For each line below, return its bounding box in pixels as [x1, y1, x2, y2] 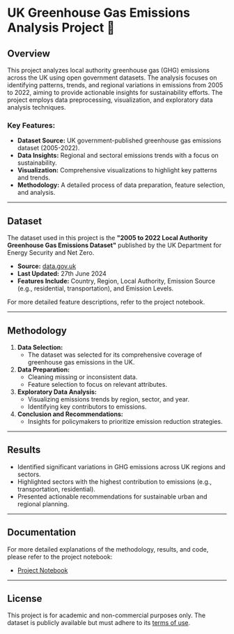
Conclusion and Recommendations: [17, 410, 123, 418]
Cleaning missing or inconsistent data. [27, 372, 138, 381]
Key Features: [7, 120, 56, 130]
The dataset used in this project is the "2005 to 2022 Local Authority [7, 234, 208, 242]
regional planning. [17, 499, 70, 508]
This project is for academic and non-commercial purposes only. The [7, 611, 206, 619]
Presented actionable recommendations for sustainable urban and [17, 492, 208, 501]
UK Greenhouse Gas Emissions [7, 5, 190, 21]
